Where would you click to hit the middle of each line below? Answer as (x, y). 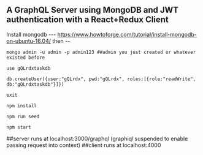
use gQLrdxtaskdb (29, 68)
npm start (19, 127)
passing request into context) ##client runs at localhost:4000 (84, 145)
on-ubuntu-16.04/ (29, 41)
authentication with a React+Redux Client (87, 20)
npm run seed (23, 116)
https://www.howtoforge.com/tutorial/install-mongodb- (127, 34)
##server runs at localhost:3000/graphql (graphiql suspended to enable (97, 138)
